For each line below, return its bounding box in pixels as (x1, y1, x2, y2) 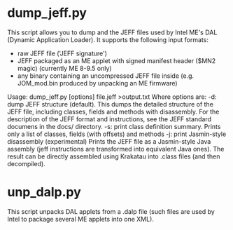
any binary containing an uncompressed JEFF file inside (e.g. (17, 72, 195, 80)
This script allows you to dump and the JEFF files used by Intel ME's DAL (7, 28, 218, 36)
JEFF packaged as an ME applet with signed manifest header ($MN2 (17, 56, 216, 65)
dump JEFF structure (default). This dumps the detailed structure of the (7, 100, 213, 108)
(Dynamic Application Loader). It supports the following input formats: (7, 35, 209, 43)
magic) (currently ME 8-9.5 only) (17, 64, 112, 72)
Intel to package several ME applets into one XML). (7, 215, 154, 223)
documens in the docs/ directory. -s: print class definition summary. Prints (7, 122, 221, 130)
